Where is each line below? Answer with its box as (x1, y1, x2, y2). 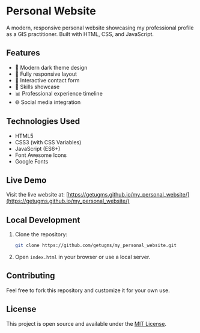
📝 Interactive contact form (14, 76, 80, 84)
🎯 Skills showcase (14, 83, 60, 90)
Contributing (6, 270, 55, 281)
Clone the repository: (14, 231, 68, 238)
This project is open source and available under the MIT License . (6, 320, 167, 327)
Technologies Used (6, 116, 80, 127)
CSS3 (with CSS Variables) (14, 138, 82, 145)
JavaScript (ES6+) (14, 145, 61, 152)
